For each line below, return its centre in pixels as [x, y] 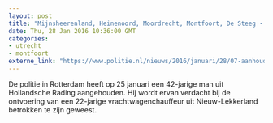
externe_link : [32, 61]
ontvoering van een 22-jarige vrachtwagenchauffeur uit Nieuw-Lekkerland [133, 101]
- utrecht [25, 46]
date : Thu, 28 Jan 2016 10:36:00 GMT [72, 31]
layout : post [30, 16]
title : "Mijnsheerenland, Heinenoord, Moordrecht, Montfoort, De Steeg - [136, 23]
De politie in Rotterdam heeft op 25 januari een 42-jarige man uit [116, 84]
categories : [28, 38]
